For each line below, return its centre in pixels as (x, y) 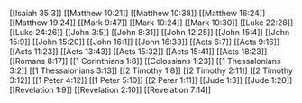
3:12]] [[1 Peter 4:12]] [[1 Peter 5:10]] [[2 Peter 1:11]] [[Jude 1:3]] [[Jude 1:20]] (151, 80)
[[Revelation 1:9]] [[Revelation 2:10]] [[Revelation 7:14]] (110, 90)
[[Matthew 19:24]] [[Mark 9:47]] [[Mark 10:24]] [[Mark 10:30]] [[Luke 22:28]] (151, 23)
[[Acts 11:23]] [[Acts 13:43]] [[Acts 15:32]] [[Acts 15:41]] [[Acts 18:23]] (138, 51)
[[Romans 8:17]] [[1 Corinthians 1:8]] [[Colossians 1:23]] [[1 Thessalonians (145, 61)
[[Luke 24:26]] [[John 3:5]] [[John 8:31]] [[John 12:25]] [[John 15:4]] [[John (150, 32)
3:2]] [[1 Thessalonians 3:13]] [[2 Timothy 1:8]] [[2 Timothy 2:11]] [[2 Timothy (151, 70)
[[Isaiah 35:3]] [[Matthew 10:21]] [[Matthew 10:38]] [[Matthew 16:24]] (137, 13)
